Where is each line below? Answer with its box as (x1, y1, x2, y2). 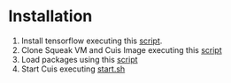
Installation (8, 6, 93, 26)
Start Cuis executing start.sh (20, 64, 126, 74)
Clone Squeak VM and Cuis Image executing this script (20, 44, 222, 55)
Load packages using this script (20, 54, 138, 64)
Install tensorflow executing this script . (20, 35, 163, 46)
